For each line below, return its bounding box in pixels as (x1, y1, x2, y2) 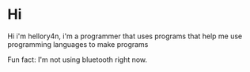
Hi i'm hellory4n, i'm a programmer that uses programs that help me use (7, 31, 243, 41)
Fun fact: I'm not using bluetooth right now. (7, 55, 148, 64)
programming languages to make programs (7, 39, 149, 49)
